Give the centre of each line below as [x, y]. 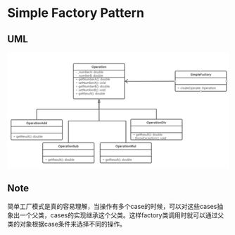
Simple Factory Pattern [76, 13]
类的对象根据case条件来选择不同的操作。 [67, 224]
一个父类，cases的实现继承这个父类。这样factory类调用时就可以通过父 [121, 215]
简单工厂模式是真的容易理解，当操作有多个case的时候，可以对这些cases [112, 206]
